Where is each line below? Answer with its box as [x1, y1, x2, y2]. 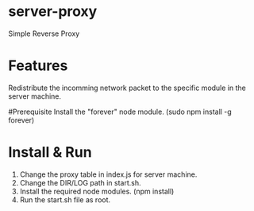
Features [8, 57, 68, 75]
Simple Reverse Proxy [8, 29, 80, 38]
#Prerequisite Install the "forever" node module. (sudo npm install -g [8, 107, 232, 116]
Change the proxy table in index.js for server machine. [19, 170, 198, 179]
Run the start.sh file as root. [19, 194, 111, 205]
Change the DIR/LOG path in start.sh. [19, 178, 141, 187]
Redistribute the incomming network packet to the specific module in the [8, 83, 246, 92]
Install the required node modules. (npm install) [19, 186, 175, 196]
